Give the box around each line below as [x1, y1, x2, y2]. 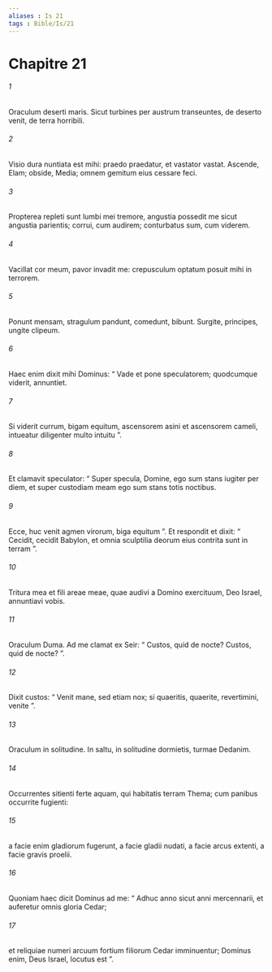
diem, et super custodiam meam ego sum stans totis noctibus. [8, 483, 217, 493]
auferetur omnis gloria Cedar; [8, 901, 107, 911]
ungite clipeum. [8, 325, 61, 335]
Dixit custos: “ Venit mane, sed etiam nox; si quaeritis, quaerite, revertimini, [8, 692, 259, 702]
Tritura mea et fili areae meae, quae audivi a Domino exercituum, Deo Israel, [8, 587, 262, 597]
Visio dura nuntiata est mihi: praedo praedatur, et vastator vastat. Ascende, [8, 159, 260, 169]
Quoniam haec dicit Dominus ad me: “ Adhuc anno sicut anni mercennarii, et [8, 893, 264, 903]
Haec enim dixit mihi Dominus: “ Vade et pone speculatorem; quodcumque [8, 369, 258, 379]
